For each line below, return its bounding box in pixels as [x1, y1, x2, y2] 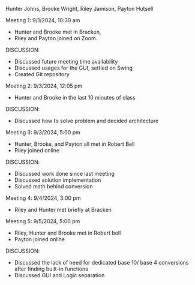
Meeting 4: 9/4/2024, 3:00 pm [5, 194, 81, 202]
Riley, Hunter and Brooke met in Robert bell [14, 229, 121, 236]
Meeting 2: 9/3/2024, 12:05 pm [5, 82, 83, 89]
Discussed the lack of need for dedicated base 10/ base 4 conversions [14, 259, 189, 266]
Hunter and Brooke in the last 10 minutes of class [14, 94, 136, 101]
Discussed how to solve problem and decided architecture [14, 117, 159, 124]
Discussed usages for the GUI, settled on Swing [14, 64, 133, 71]
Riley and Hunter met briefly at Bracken [14, 206, 112, 213]
